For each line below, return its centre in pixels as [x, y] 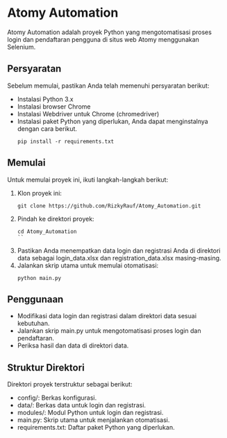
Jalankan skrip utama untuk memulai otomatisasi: [88, 265]
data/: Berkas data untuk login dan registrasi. [82, 405]
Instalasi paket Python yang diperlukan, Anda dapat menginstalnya [112, 121]
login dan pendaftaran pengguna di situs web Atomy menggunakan [103, 39]
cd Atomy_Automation [47, 231]
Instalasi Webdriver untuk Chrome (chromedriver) [88, 114]
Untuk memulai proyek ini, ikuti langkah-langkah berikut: [88, 180]
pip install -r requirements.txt [66, 141]
